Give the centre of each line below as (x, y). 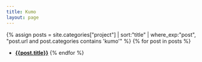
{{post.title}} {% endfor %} (49, 52)
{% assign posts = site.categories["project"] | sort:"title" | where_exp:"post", (101, 34)
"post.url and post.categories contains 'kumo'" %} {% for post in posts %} (99, 41)
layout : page (23, 17)
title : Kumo (21, 12)
